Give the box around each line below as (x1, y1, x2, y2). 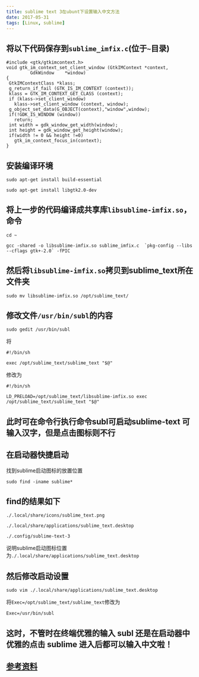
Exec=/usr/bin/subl (6, 610, 55, 617)
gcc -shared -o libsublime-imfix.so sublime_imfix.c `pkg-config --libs (6, 243, 193, 249)
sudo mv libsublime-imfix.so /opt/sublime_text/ (6, 293, 129, 299)
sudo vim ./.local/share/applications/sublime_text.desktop (6, 588, 159, 594)
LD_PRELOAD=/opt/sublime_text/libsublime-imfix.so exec (6, 394, 147, 400)
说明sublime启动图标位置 (6, 545, 67, 552)
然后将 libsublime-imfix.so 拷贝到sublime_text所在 (6, 266, 193, 276)
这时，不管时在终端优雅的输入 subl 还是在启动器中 (6, 628, 190, 638)
